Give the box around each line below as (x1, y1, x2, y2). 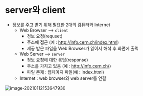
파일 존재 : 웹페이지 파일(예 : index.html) (26, 69, 104, 75)
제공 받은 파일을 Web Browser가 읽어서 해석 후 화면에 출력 (26, 45, 139, 51)
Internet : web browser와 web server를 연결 (19, 75, 106, 81)
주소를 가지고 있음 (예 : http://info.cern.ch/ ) (26, 63, 111, 69)
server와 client (5, 4, 66, 16)
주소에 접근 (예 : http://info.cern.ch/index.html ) (26, 39, 119, 45)
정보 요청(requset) (26, 33, 63, 39)
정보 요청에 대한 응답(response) (26, 57, 88, 63)
